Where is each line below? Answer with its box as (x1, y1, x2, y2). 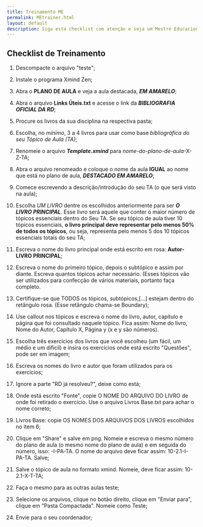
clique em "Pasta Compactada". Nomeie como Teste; (15, 502, 148, 509)
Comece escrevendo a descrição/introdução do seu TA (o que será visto (15, 184, 196, 191)
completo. (15, 283, 41, 290)
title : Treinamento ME (7, 8, 64, 15)
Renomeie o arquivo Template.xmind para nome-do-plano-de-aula (15, 148, 184, 155)
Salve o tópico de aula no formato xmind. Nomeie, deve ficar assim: (15, 466, 184, 473)
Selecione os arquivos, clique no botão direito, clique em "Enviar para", (15, 496, 192, 503)
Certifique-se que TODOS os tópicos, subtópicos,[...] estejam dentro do (15, 295, 195, 303)
